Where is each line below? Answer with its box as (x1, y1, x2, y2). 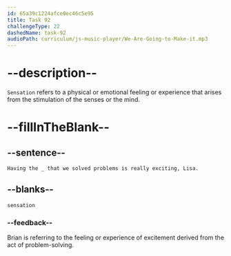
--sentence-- (7, 147, 66, 158)
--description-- (7, 65, 98, 81)
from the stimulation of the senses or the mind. (7, 96, 140, 104)
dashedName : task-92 (7, 29, 67, 36)
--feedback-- (7, 217, 53, 227)
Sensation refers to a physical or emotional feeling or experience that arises (7, 88, 222, 96)
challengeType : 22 (7, 23, 60, 30)
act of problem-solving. (7, 241, 74, 249)
